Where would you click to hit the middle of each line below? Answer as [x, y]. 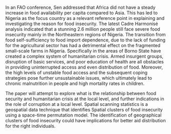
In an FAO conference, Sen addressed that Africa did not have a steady [80, 7]
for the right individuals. [30, 126]
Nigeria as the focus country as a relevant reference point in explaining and [85, 18]
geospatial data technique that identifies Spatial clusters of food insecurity [84, 110]
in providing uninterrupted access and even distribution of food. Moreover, [84, 67]
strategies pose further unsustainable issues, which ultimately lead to [79, 78]
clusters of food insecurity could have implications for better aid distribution [85, 120]
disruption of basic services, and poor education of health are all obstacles [85, 62]
